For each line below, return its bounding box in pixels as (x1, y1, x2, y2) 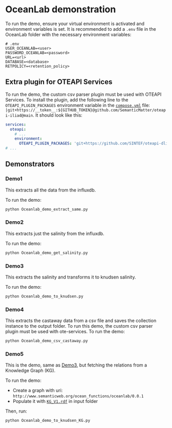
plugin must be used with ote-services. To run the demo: (5, 329, 125, 335)
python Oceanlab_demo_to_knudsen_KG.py (5, 418, 91, 423)
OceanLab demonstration (5, 4, 116, 15)
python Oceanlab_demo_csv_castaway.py (5, 338, 88, 344)
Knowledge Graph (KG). (5, 368, 56, 374)
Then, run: (5, 408, 27, 414)
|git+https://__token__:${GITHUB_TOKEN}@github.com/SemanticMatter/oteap (5, 108, 166, 113)
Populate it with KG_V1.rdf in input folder (12, 398, 98, 404)
